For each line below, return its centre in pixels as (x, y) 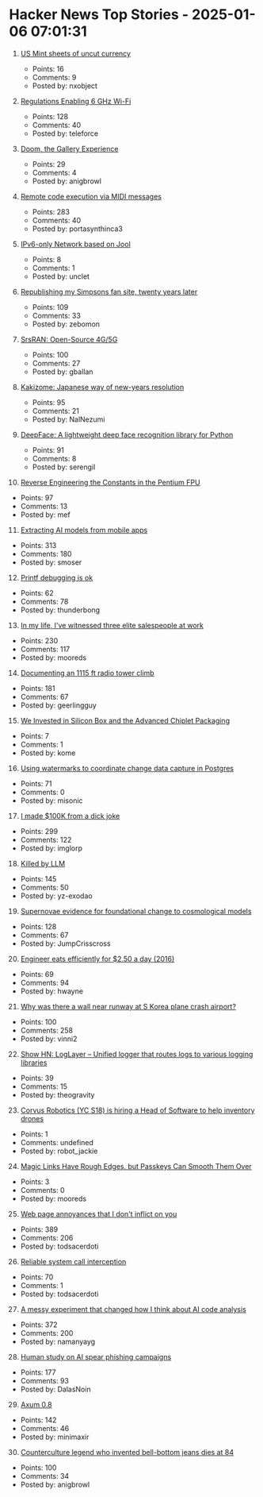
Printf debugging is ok (57, 577)
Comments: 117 (45, 649)
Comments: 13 (44, 506)
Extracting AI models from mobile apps (84, 530)
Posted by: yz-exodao (57, 896)
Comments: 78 (44, 601)
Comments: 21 (56, 411)
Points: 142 (38, 1420)
